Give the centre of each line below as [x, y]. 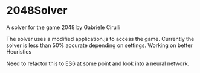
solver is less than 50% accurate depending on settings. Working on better [99, 45]
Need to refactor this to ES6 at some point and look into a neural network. [98, 63]
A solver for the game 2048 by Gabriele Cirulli [63, 27]
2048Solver [37, 11]
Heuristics [19, 51]
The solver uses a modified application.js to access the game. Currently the [100, 39]
